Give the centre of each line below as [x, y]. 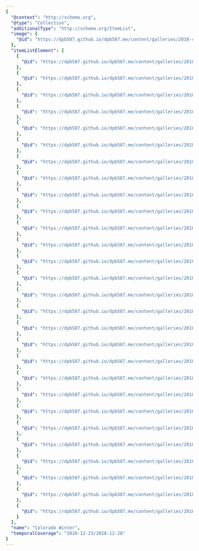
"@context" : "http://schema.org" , [53, 17]
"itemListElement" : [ [38, 51]
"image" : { [24, 34]
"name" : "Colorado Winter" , [46, 528]
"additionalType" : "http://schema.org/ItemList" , [73, 28]
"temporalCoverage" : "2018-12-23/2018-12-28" [68, 534]
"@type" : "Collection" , [40, 23]
